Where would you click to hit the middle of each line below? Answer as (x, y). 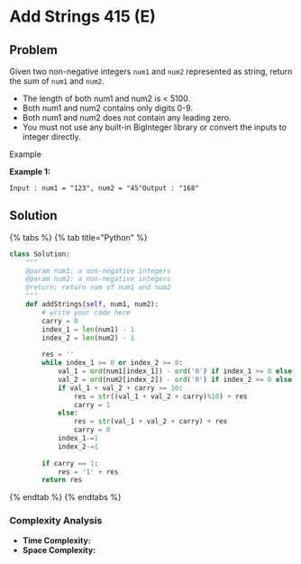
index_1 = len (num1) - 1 (88, 329)
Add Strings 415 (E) (82, 17)
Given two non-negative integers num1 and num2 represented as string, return (151, 71)
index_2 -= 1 (78, 446)
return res (62, 480)
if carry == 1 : (70, 463)
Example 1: (30, 172)
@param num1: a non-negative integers (98, 271)
